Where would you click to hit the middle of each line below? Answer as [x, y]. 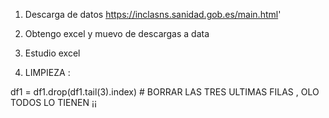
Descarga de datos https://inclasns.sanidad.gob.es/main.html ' [153, 14]
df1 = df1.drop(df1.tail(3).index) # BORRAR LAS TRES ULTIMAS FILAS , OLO [165, 92]
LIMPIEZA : [47, 72]
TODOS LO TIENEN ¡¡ [53, 102]
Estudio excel [52, 53]
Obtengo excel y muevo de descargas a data [117, 33]
